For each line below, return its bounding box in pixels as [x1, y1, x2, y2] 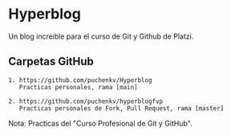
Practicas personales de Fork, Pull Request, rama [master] [18, 104, 225, 113]
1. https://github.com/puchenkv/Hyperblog [8, 76, 152, 84]
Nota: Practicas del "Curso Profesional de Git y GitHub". [8, 118, 192, 128]
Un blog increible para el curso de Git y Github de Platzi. [8, 31, 194, 41]
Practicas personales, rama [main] [18, 83, 138, 91]
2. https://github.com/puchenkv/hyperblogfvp [8, 97, 163, 105]
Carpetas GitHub [8, 55, 95, 68]
